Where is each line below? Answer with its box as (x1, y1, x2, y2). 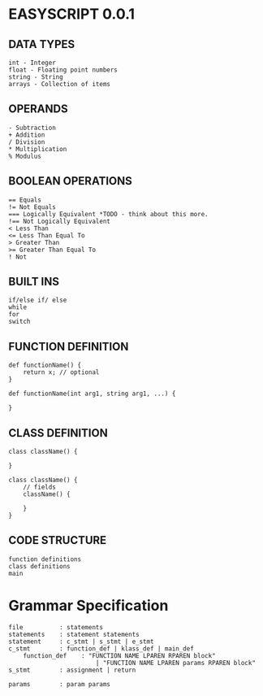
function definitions (8, 555, 82, 563)
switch (8, 318, 31, 326)
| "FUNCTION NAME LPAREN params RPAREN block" (95, 659, 256, 667)
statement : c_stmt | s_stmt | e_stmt (8, 637, 154, 646)
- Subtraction (8, 124, 57, 132)
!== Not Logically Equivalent (8, 217, 111, 225)
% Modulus (8, 152, 42, 160)
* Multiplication (8, 145, 67, 153)
